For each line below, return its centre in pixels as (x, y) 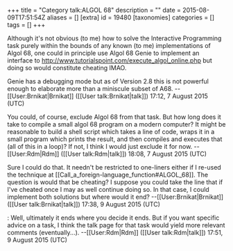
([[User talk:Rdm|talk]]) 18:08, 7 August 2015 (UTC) (133, 154)
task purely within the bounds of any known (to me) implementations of (109, 46)
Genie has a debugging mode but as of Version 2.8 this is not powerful (108, 81)
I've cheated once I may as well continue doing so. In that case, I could (108, 189)
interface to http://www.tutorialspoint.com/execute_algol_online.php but (110, 60)
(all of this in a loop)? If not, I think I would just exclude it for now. (100, 146)
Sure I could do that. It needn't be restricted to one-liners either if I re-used (114, 167)
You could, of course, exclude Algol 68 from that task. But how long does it (114, 117)
